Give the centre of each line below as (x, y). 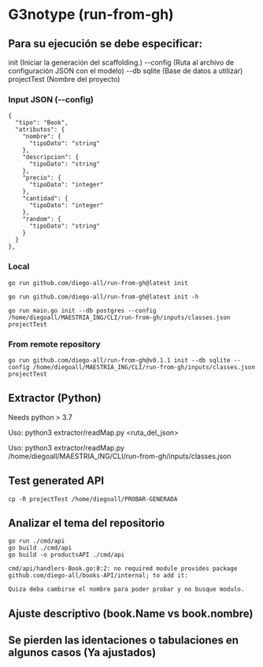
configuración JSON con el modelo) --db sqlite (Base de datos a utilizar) (126, 71)
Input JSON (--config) (51, 99)
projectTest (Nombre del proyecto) (64, 79)
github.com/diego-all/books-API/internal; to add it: (98, 576)
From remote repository (54, 344)
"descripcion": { (51, 157)
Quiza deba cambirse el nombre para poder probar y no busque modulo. (126, 589)
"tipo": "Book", (42, 123)
